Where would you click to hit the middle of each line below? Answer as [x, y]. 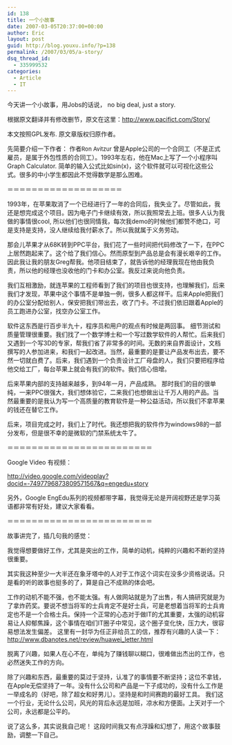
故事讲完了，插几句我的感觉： [49, 536]
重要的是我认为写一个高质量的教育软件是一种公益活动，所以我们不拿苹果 [122, 401]
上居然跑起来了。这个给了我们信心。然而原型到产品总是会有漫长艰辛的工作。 [116, 254]
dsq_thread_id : [29, 59]
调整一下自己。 [40, 735]
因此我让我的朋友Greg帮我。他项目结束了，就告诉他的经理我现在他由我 [108, 262]
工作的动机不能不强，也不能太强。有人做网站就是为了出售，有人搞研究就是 [113, 597]
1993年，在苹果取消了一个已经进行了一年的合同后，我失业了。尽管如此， [111, 204]
